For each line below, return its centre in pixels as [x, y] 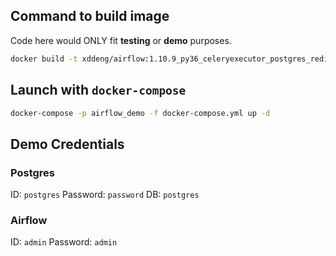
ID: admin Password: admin [64, 242]
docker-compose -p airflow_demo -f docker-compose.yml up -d [140, 113]
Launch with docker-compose [98, 90]
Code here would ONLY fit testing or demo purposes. [121, 40]
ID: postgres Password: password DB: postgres [105, 195]
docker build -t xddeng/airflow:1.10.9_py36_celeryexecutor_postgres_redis [171, 59]
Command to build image [90, 16]
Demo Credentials [67, 144]
